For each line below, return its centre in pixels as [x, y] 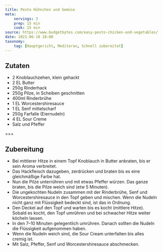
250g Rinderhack [30, 88]
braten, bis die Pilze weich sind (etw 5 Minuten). [60, 187]
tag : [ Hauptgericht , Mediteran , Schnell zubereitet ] [69, 46]
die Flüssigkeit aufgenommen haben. [49, 229]
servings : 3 [26, 19]
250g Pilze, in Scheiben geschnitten [48, 93]
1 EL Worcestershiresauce [38, 104]
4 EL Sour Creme [29, 119]
